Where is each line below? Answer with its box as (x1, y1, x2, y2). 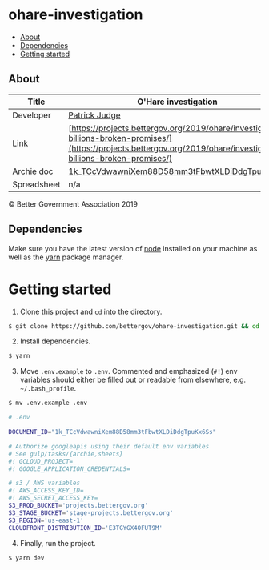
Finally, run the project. (19, 538, 96, 548)
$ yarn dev (8, 554, 45, 562)
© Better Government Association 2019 (8, 199, 139, 209)
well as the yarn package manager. (8, 252, 124, 262)
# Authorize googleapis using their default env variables (8, 442, 210, 450)
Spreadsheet (12, 179, 61, 190)
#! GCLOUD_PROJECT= (8, 457, 74, 465)
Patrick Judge (67, 110, 122, 121)
